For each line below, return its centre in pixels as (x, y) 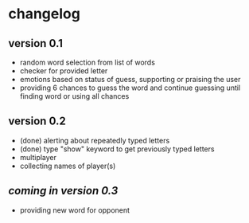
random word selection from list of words (87, 62)
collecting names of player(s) (68, 166)
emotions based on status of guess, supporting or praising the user (130, 79)
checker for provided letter (64, 71)
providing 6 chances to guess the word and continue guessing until (130, 88)
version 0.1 (36, 43)
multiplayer (38, 157)
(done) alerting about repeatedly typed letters (95, 140)
